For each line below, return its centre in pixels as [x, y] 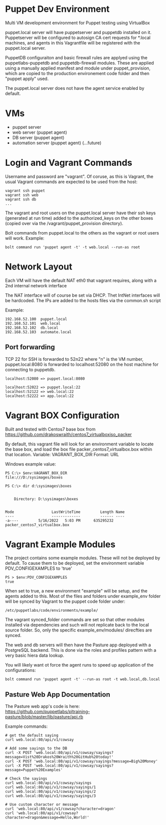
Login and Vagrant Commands [69, 163]
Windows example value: [31, 464]
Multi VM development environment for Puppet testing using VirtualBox [78, 23]
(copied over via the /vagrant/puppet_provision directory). [64, 223]
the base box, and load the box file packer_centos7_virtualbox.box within [79, 449]
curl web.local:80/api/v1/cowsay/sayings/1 [51, 787]
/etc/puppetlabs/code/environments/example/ [52, 611]
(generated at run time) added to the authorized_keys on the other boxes [79, 218]
